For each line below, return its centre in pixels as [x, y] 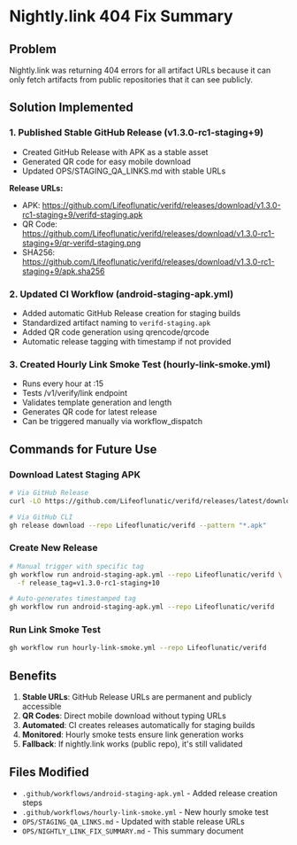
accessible [42, 707]
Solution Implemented [72, 108]
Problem [33, 49]
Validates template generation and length [97, 403]
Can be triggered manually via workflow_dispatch [112, 422]
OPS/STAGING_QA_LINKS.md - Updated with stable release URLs [133, 821]
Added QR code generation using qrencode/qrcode [115, 332]
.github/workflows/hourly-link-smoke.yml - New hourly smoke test [145, 811]
